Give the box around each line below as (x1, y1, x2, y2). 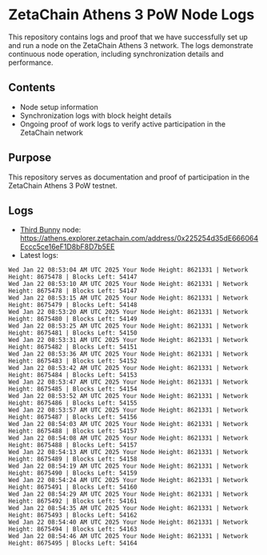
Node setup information (19, 102, 98, 111)
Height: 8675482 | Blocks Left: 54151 (8, 343, 137, 352)
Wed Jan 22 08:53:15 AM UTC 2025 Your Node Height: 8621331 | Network (8, 294, 249, 302)
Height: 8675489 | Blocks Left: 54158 (8, 455, 137, 464)
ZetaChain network (19, 127, 84, 137)
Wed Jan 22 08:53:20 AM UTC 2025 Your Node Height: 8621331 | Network (8, 308, 249, 316)
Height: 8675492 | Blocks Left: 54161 (8, 497, 137, 505)
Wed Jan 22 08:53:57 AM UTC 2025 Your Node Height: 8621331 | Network (8, 406, 249, 414)
